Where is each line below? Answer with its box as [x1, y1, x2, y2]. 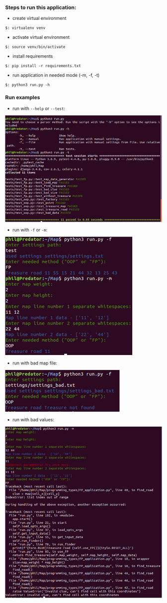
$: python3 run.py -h [5, 83, 50, 88]
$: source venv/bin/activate [5, 44, 66, 50]
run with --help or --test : [12, 105, 66, 111]
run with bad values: [12, 417, 55, 423]
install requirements [12, 53, 53, 59]
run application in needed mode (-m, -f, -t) [12, 72, 100, 78]
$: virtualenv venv [5, 25, 46, 31]
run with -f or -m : [12, 227, 48, 233]
